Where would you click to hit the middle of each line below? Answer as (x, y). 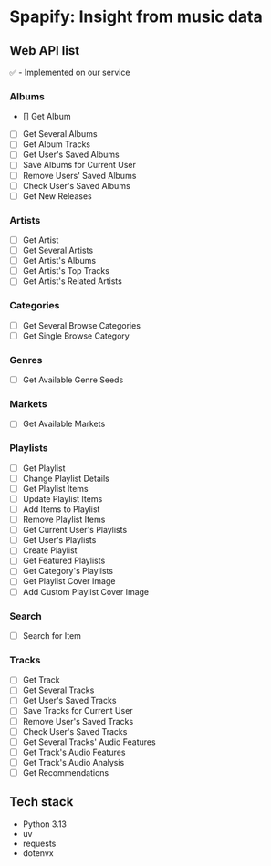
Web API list (45, 51)
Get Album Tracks (57, 144)
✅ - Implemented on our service (70, 72)
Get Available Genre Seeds (73, 380)
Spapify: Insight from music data (136, 17)
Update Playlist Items (63, 498)
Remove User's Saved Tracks (78, 721)
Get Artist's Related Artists (73, 281)
